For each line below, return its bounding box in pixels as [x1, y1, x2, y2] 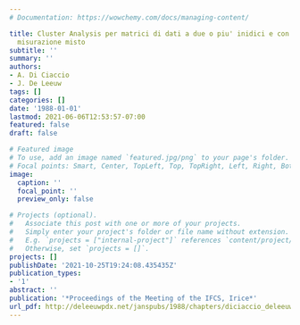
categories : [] [9, 96, 66, 104]
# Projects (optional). [9, 211, 98, 220]
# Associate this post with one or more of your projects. [9, 220, 242, 229]
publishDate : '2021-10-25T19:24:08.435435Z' [9, 261, 178, 270]
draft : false [9, 129, 58, 138]
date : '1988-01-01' [9, 104, 82, 112]
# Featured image [9, 145, 74, 154]
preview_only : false [17, 195, 94, 204]
